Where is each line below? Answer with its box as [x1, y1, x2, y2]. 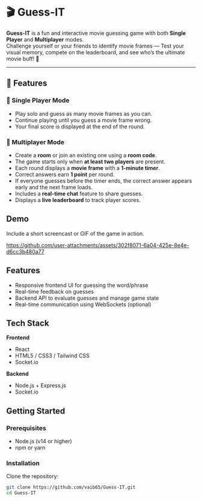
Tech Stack [6, 318, 49, 328]
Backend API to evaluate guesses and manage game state [14, 294, 159, 301]
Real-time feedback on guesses [14, 288, 94, 295]
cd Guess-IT [6, 490, 36, 496]
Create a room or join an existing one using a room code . [14, 151, 158, 159]
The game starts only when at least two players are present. [14, 158, 166, 165]
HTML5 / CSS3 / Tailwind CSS [14, 352, 90, 359]
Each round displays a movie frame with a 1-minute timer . [14, 164, 161, 171]
